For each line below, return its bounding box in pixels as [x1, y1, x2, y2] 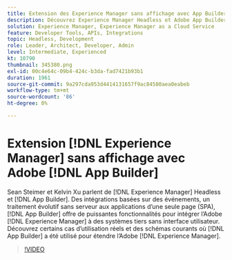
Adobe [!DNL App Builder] [7, 165, 159, 181]
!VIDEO [23, 245, 45, 253]
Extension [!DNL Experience [7, 136, 172, 152]
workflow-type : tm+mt [7, 87, 70, 94]
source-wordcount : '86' [7, 94, 76, 101]
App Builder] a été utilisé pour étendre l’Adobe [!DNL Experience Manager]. [7, 232, 221, 240]
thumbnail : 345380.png [7, 61, 72, 68]
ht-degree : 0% [7, 100, 48, 107]
